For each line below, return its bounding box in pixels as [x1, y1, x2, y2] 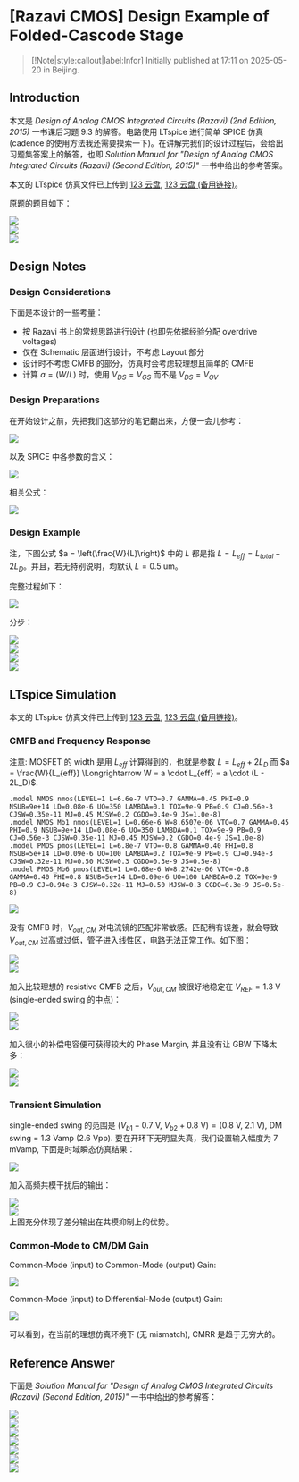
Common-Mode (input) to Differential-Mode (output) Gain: [9, 1294, 223, 1305]
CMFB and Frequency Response [9, 735, 152, 748]
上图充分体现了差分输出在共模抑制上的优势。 [9, 1216, 174, 1227]
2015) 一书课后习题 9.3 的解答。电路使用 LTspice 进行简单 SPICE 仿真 [9, 126, 264, 137]
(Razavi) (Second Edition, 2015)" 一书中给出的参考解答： [9, 1391, 218, 1402]
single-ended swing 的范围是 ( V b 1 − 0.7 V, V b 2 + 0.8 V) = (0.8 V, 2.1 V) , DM [9, 1120, 283, 1132]
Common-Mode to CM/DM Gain [9, 1239, 149, 1251]
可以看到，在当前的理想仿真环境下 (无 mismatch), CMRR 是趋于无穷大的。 [9, 1329, 280, 1340]
